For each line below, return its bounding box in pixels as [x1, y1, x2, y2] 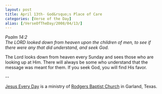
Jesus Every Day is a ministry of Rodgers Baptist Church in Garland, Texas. [5, 84, 158, 90]
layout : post [5, 7, 32, 12]
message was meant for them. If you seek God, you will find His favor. [5, 65, 147, 70]
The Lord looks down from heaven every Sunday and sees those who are [5, 54, 154, 60]
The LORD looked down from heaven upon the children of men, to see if [5, 40, 151, 46]
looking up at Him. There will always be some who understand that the [5, 59, 148, 65]
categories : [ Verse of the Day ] [5, 16, 71, 21]
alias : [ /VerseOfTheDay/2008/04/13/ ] [5, 21, 83, 26]
